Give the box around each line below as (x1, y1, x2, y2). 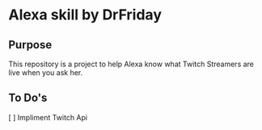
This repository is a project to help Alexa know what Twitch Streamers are (8, 59, 255, 69)
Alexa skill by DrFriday (8, 6, 162, 24)
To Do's (8, 91, 48, 105)
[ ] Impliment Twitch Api (8, 112, 87, 122)
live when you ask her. (8, 68, 83, 78)
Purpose (8, 38, 53, 52)
